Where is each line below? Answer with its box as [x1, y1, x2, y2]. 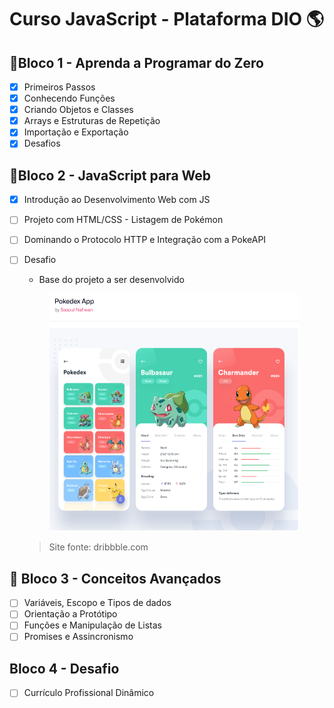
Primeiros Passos [23, 81, 96, 93]
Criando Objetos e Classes [23, 104, 134, 116]
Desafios [23, 137, 61, 150]
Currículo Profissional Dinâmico [23, 687, 155, 699]
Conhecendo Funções [23, 92, 116, 105]
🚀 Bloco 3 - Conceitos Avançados [9, 570, 222, 587]
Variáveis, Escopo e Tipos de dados [23, 597, 172, 609]
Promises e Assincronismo [23, 631, 134, 643]
